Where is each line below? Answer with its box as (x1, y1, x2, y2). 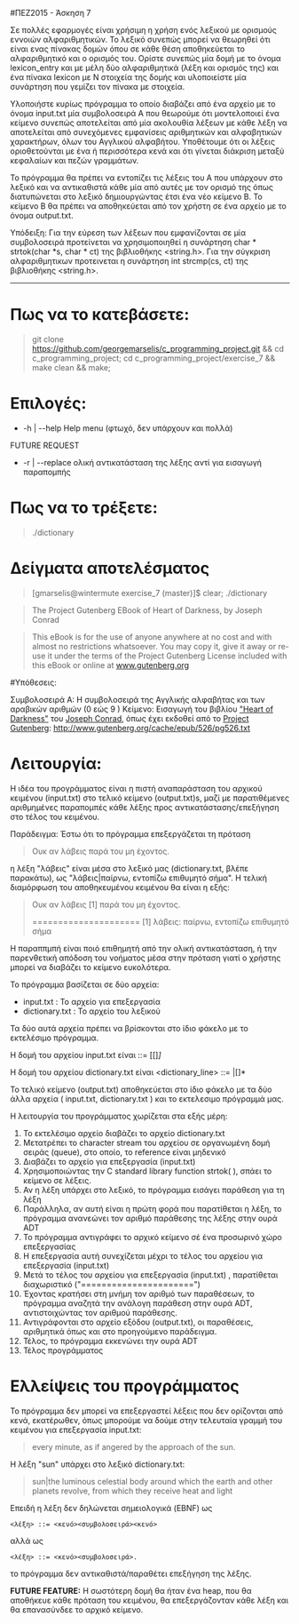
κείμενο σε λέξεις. (22, 1174, 91, 1185)
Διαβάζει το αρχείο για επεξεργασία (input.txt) (22, 1156, 196, 1166)
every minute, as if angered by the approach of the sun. (31, 1441, 236, 1452)
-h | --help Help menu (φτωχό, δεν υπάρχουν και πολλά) (22, 422, 233, 434)
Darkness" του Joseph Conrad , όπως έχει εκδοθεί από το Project (10, 712, 249, 723)
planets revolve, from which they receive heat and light (31, 1485, 233, 1496)
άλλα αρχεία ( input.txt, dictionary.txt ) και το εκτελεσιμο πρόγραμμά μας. (10, 1093, 285, 1104)
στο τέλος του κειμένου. (10, 811, 100, 822)
